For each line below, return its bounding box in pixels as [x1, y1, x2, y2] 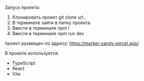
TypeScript [12, 60, 36, 66]
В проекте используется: [5, 50, 59, 56]
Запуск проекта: [5, 5, 41, 10]
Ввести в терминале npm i [12, 25, 70, 31]
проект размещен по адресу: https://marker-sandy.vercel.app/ [5, 40, 139, 46]
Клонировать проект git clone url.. [12, 14, 86, 20]
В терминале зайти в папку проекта [12, 20, 91, 25]
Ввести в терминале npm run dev [12, 31, 84, 36]
